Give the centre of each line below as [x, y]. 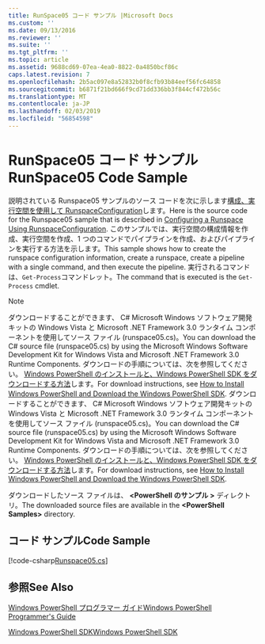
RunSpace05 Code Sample [98, 178]
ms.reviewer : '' [35, 38]
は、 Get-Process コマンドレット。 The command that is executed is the [123, 276]
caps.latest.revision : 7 [49, 74]
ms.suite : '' [30, 45]
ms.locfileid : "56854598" [51, 119]
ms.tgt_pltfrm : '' [38, 52]
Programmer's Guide [42, 617]
